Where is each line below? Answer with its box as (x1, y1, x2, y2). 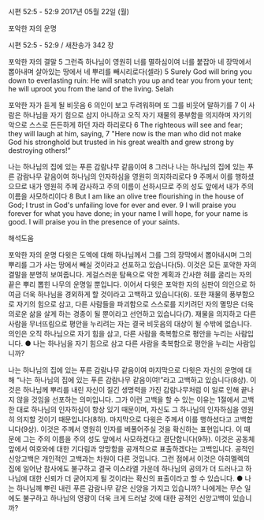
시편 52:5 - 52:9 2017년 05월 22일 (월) (8, 7, 130, 16)
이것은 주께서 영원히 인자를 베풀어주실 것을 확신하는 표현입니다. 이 (40, 425, 243, 433)
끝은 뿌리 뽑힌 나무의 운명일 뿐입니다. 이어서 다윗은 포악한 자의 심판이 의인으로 (8, 280, 248, 289)
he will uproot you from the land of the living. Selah (8, 84, 174, 93)
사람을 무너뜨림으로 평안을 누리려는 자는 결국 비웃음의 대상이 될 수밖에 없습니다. (8, 319, 252, 329)
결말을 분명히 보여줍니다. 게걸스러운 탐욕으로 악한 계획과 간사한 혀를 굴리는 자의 (8, 270, 252, 279)
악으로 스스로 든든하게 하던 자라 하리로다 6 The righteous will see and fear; (8, 121, 244, 129)
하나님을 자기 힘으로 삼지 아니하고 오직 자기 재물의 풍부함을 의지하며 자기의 (22, 110, 252, 120)
